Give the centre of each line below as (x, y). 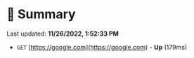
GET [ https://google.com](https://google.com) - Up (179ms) (102, 47)
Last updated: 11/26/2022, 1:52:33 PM (63, 34)
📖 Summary (41, 14)
